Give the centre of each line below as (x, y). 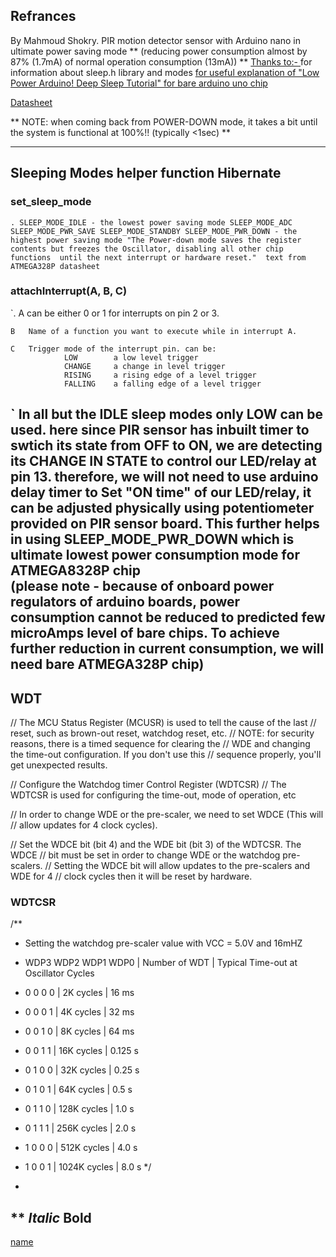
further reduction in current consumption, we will (167, 649)
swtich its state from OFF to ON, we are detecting (166, 445)
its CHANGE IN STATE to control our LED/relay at (163, 461)
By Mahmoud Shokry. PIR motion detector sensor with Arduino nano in (155, 40)
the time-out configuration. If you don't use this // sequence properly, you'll (166, 754)
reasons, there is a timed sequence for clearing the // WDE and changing (160, 743)
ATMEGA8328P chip (75, 570)
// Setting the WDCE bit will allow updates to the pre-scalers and (177, 865)
